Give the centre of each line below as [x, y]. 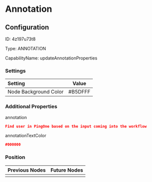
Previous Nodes [27, 170]
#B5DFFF [79, 92]
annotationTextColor [26, 136]
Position [15, 157]
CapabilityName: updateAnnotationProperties [51, 58]
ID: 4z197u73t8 [20, 39]
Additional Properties [31, 107]
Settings [16, 71]
